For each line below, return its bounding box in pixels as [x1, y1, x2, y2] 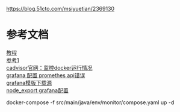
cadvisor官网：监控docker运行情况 [6, 64, 93, 71]
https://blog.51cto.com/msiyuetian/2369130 [6, 5, 115, 12]
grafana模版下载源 [6, 79, 52, 86]
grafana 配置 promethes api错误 [6, 72, 85, 79]
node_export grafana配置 [6, 87, 69, 94]
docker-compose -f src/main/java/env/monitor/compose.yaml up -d [6, 99, 175, 106]
